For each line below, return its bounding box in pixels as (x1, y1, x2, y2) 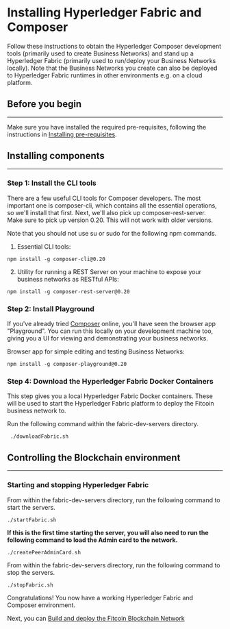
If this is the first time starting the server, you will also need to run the (7, 528, 209, 536)
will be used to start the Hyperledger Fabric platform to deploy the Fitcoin (7, 399, 214, 408)
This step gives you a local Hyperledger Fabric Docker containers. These (7, 392, 214, 400)
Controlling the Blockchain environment (7, 452, 181, 463)
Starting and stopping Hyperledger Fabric (7, 480, 149, 490)
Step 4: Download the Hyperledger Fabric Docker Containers (7, 377, 214, 386)
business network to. (7, 406, 66, 415)
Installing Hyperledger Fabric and (7, 5, 202, 21)
